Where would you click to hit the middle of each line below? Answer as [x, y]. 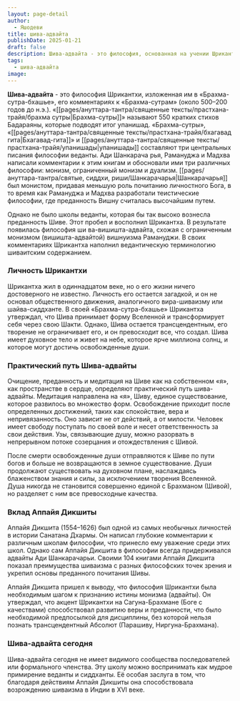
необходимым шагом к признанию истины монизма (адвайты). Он [109, 595]
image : [17, 74]
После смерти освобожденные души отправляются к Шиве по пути [111, 456]
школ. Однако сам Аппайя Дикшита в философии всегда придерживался [119, 550]
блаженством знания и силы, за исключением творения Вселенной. [112, 479]
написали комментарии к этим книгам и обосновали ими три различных [119, 162]
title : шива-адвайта [38, 34]
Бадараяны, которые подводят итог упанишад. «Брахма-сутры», [106, 124]
